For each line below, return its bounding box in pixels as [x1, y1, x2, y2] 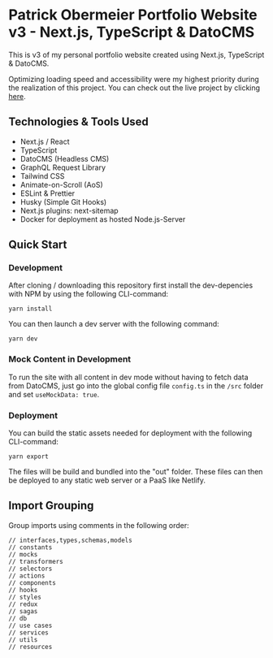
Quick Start [8, 238, 67, 252]
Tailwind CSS [19, 171, 65, 180]
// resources [8, 643, 53, 651]
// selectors [8, 565, 53, 573]
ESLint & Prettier [19, 188, 76, 198]
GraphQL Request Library [19, 162, 106, 172]
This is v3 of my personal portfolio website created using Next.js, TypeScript [8, 50, 265, 59]
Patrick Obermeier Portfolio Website [8, 6, 258, 24]
